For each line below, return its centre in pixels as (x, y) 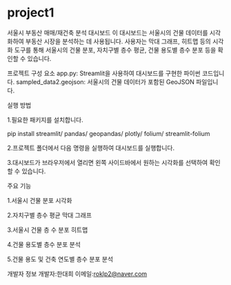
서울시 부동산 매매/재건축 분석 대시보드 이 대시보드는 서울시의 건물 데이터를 (108, 32)
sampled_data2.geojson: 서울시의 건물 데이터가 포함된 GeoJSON (105, 81)
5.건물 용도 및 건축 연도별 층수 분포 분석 (60, 259)
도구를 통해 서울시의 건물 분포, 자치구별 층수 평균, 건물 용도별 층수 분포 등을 (115, 50)
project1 (31, 13)
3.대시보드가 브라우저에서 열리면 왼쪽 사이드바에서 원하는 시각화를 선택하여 (108, 162)
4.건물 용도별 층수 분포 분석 (44, 244)
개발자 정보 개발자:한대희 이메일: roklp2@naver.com (77, 273)
